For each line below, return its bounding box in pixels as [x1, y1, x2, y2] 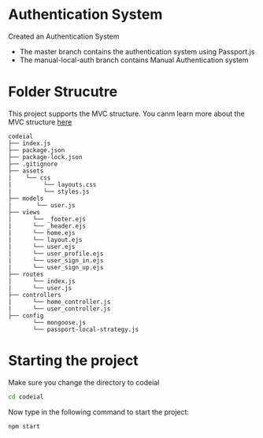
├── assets [8, 167, 44, 175]
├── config [8, 311, 44, 320]
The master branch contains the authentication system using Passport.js [19, 46, 255, 56]
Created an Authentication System [8, 32, 120, 41]
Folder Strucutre [8, 83, 118, 101]
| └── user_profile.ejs [8, 250, 104, 258]
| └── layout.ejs [8, 236, 83, 243]
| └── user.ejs [8, 243, 76, 251]
